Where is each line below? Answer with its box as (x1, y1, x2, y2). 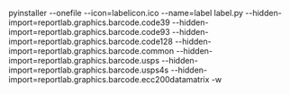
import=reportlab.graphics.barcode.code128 (8, 36, 173, 47)
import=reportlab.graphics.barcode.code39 (8, 17, 170, 28)
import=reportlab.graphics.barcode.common (8, 46, 175, 56)
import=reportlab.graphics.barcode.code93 (8, 27, 170, 37)
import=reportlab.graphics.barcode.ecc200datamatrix (8, 74, 210, 84)
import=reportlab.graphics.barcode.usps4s (8, 64, 169, 75)
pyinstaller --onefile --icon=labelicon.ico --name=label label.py (8, 8, 244, 18)
